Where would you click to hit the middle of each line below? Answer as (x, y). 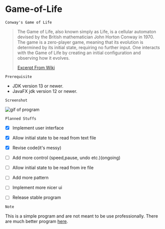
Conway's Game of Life (28, 22)
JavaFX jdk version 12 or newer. (45, 91)
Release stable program (36, 198)
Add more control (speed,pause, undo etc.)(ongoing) (66, 158)
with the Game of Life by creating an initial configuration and (79, 53)
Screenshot (16, 100)
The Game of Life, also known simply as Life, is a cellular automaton (87, 31)
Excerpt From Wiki (36, 68)
